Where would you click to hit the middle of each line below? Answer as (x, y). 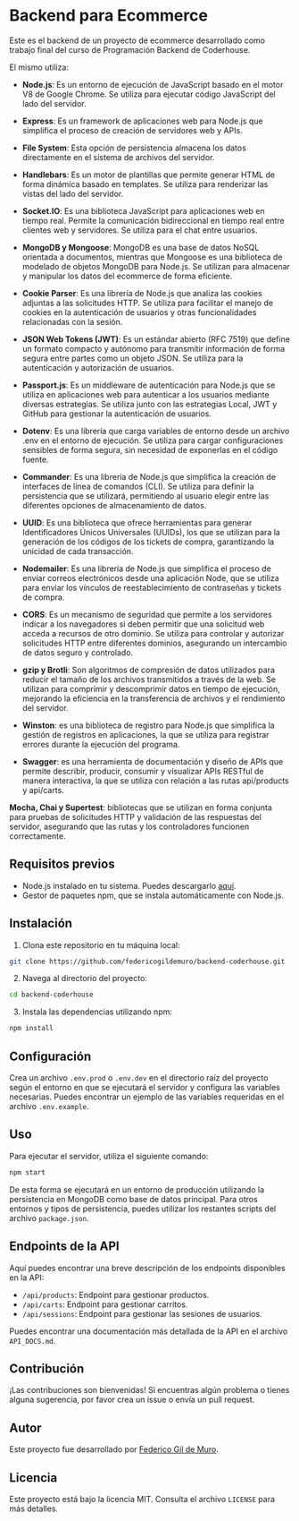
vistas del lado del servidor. (73, 193)
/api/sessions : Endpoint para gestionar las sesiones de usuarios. (142, 1313)
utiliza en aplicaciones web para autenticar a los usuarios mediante (145, 394)
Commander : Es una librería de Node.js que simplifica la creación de (149, 476)
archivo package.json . (49, 1218)
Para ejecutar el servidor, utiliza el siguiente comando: (109, 1156)
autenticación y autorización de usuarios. (98, 367)
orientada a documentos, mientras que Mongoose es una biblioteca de (152, 257)
